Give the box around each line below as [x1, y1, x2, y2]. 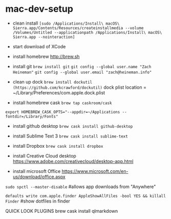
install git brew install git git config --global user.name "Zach [12, 63, 152, 69]
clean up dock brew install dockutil [12, 78, 93, 85]
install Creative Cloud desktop [12, 152, 77, 159]
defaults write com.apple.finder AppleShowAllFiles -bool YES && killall [5, 193, 166, 198]
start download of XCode [12, 43, 66, 49]
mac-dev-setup [5, 3, 73, 15]
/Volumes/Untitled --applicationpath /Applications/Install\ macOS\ [12, 30, 162, 35]
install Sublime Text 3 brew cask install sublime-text [12, 133, 128, 139]
